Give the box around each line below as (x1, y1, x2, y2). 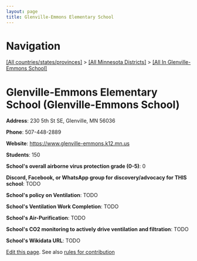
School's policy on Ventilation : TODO (6, 192, 98, 199)
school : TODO (6, 180, 41, 188)
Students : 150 (6, 151, 40, 158)
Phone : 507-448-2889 (6, 128, 62, 135)
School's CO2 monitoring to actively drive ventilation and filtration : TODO (6, 226, 189, 233)
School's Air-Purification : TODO (6, 215, 86, 222)
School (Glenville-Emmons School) (6, 98, 180, 111)
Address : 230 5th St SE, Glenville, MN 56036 (6, 117, 116, 124)
